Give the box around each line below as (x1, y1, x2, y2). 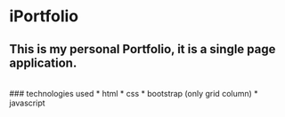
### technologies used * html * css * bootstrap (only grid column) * (9, 89, 258, 98)
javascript (9, 97, 46, 108)
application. (9, 55, 77, 70)
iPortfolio (9, 6, 79, 27)
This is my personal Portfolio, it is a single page (9, 42, 276, 57)
